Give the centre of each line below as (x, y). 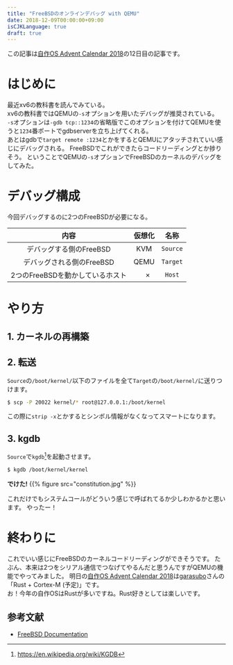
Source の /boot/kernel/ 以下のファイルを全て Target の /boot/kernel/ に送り (112, 380)
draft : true (24, 33)
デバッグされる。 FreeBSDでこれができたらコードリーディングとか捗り (120, 148)
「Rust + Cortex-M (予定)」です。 (55, 584)
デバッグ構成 (44, 196)
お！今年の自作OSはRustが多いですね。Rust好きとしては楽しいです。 (106, 593)
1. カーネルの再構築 (48, 337)
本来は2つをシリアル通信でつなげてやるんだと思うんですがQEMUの (121, 567)
